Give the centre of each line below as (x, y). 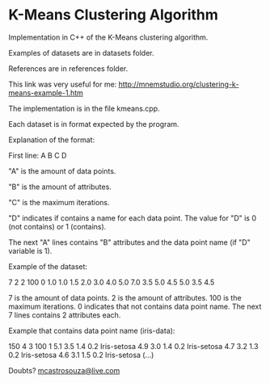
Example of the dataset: (48, 266)
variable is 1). (30, 250)
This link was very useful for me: (63, 84)
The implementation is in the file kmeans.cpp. (84, 108)
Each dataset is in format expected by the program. (94, 124)
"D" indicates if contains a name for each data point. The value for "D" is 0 (133, 218)
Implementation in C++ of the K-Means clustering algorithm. (108, 37)
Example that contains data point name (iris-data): (92, 330)
